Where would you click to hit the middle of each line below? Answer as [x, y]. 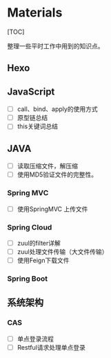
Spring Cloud [30, 227]
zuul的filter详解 [39, 243]
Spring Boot [28, 279]
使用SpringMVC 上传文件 [52, 209]
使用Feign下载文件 [43, 261]
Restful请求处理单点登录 [51, 347]
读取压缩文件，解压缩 [47, 166]
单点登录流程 [35, 339]
